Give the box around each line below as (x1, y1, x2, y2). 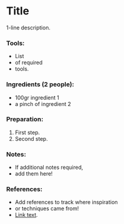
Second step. (14, 135, 48, 142)
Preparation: (6, 115, 44, 123)
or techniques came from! (14, 205, 79, 212)
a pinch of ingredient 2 (14, 100, 71, 107)
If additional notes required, (14, 164, 83, 171)
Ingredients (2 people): (6, 80, 75, 89)
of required (14, 59, 43, 66)
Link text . (14, 211, 38, 219)
